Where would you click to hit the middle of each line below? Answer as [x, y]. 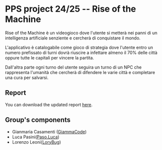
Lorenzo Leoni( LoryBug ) [36, 142]
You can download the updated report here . [49, 104]
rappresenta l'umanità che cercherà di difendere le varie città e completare [80, 72]
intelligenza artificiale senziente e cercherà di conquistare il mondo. [73, 38]
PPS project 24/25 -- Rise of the [71, 9]
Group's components [38, 120]
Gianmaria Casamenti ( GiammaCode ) [49, 131]
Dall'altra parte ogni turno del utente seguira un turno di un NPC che [73, 67]
